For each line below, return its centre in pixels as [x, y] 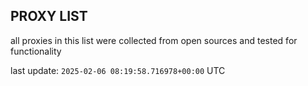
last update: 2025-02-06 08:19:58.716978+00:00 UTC [118, 70]
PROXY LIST [49, 16]
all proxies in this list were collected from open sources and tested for [154, 40]
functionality [36, 51]
